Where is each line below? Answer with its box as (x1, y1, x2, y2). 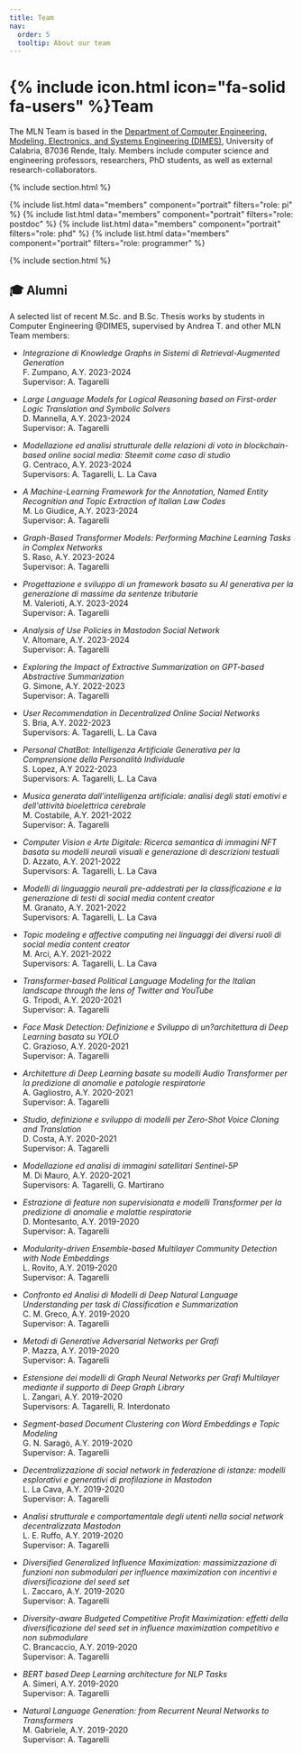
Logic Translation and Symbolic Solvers (22, 403, 171, 414)
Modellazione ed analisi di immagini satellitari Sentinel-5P (22, 1161, 239, 1171)
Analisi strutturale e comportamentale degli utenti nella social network (22, 1511, 284, 1521)
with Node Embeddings (22, 1253, 110, 1263)
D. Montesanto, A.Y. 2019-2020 (22, 1217, 140, 1226)
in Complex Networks (22, 542, 104, 553)
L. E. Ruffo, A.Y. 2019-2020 (22, 1530, 124, 1540)
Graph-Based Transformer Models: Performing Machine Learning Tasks (22, 533, 291, 543)
